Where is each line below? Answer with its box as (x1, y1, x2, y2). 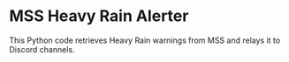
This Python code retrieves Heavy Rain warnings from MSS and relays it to (9, 35, 281, 45)
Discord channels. (9, 44, 75, 54)
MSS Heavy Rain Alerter (9, 6, 189, 26)
